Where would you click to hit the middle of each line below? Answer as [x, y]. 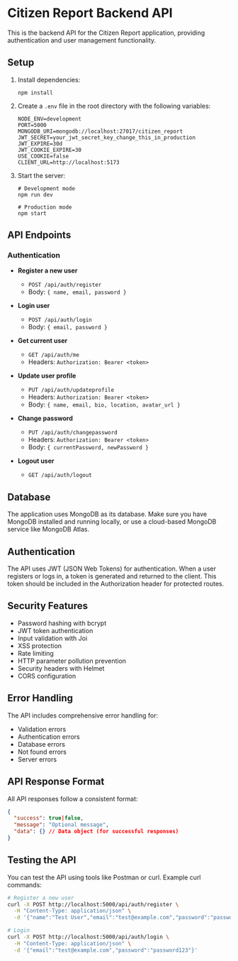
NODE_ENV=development [49, 119]
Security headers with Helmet [61, 668]
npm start [32, 213]
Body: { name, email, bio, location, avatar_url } [104, 405]
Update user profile [47, 376]
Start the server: [41, 175]
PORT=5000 [32, 125]
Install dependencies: [49, 79]
